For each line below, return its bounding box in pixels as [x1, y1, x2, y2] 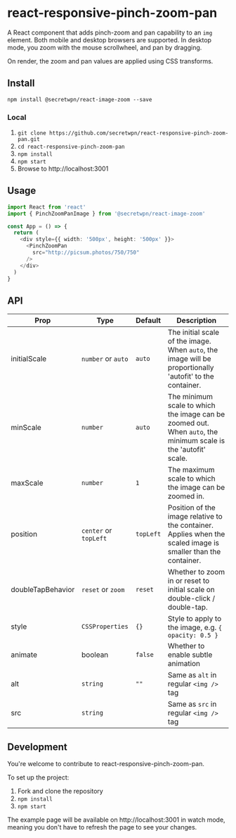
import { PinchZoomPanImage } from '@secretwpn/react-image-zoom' [7, 210, 206, 217]
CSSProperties [81, 622, 129, 631]
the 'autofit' [167, 445, 206, 455]
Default [136, 316, 162, 326]
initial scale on [167, 585, 216, 595]
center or [81, 526, 112, 536]
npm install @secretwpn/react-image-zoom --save [7, 96, 152, 103]
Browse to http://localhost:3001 [17, 164, 109, 173]
